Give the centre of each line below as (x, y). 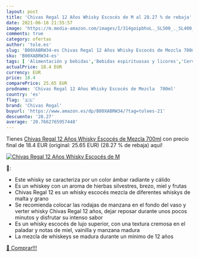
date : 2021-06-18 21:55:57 (39, 23)
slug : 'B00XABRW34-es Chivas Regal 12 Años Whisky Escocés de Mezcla (94, 50)
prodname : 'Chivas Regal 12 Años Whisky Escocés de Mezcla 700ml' (91, 89)
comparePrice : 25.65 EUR (37, 84)
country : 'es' (24, 94)
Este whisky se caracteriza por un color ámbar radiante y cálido (92, 180)
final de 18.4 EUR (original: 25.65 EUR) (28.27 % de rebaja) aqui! (84, 145)
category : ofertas (29, 39)
